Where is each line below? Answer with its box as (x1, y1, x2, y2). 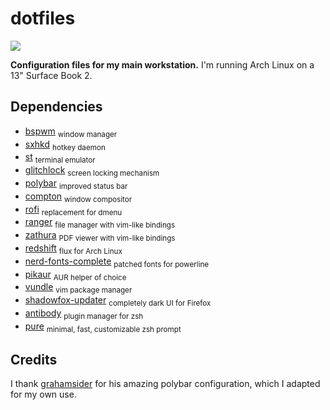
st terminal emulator (24, 151, 96, 166)
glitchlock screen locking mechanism (24, 164, 160, 178)
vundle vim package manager (24, 281, 133, 296)
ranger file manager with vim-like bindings (24, 216, 176, 231)
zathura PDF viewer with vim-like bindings (24, 229, 176, 243)
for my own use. (10, 388, 77, 401)
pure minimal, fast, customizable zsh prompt (24, 320, 182, 334)
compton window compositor (24, 190, 133, 204)
